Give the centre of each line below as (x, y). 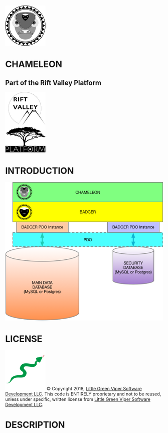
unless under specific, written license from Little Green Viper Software (78, 399)
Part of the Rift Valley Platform (53, 83)
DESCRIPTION (35, 425)
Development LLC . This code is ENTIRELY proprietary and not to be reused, (83, 394)
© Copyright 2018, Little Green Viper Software (94, 388)
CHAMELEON (34, 64)
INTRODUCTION (40, 171)
